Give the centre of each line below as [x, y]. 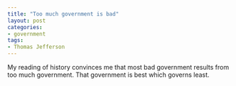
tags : [15, 41]
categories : [25, 27]
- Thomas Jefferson [36, 47]
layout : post [27, 21]
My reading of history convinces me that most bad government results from [118, 67]
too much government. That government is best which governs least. [108, 75]
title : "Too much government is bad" [63, 14]
